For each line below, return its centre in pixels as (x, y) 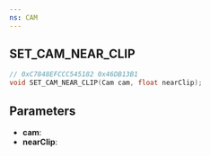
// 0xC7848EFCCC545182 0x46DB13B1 (74, 74)
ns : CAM (24, 17)
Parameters (43, 111)
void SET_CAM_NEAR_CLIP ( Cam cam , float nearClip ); (106, 83)
